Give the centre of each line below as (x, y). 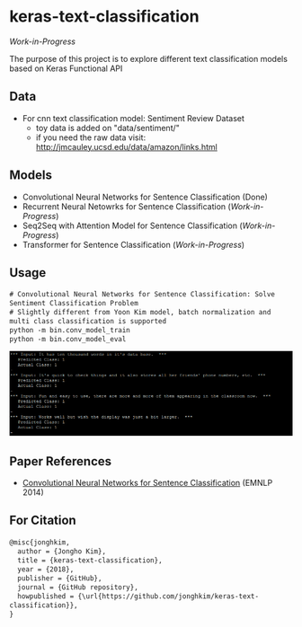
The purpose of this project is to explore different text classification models (148, 58)
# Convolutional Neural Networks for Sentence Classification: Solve (142, 295)
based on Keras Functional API (66, 68)
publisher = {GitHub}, (60, 578)
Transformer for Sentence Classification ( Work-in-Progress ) (133, 244)
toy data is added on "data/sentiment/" (107, 128)
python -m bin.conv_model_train (70, 331)
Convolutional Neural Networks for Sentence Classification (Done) (145, 197)
